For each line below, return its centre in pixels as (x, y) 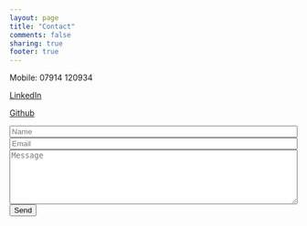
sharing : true (37, 43)
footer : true (34, 52)
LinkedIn (26, 96)
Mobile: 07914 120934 (51, 77)
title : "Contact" (42, 26)
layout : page (34, 18)
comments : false (40, 35)
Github (22, 113)
